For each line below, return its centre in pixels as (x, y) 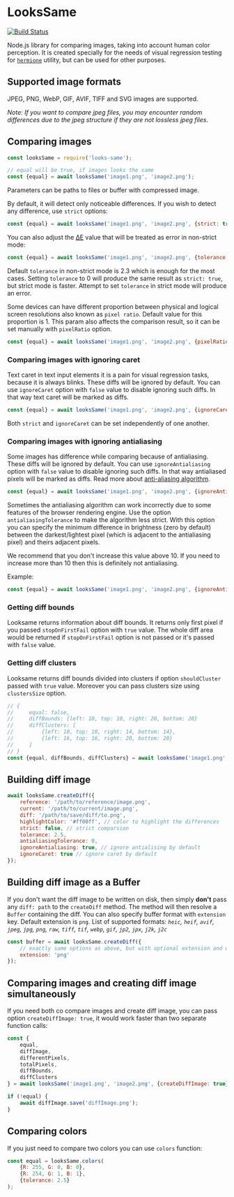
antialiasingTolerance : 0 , (59, 841)
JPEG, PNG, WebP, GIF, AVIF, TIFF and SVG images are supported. (103, 99)
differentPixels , (45, 1058)
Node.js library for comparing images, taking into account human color (109, 45)
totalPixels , (39, 1064)
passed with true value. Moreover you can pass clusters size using (103, 685)
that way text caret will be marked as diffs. (68, 397)
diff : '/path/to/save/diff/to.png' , (73, 815)
